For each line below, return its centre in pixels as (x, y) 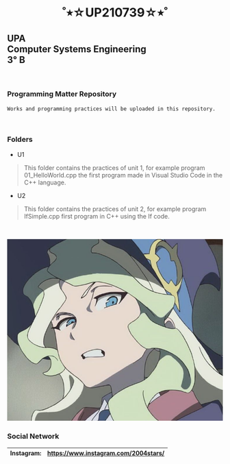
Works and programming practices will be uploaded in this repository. (111, 109)
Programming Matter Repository (62, 94)
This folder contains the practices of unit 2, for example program (115, 209)
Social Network (33, 437)
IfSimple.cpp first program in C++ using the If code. (97, 216)
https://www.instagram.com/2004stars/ (106, 453)
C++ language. (45, 182)
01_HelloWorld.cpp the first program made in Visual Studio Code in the (123, 175)
